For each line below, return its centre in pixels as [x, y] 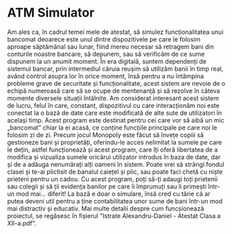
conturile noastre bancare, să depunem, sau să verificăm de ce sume [106, 54]
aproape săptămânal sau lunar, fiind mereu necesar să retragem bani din [111, 46]
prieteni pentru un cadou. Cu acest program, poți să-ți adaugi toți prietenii [113, 179]
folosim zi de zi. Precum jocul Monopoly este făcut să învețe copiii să [106, 135]
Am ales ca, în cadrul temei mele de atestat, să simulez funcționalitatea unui [115, 32]
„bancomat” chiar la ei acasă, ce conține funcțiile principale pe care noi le [112, 127]
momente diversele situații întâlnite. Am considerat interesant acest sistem [113, 98]
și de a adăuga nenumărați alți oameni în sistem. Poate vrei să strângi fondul [116, 164]
